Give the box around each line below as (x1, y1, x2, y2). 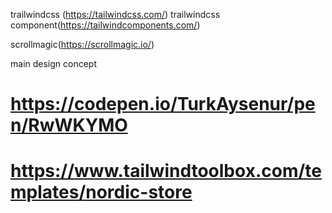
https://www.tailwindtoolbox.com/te (10, 160, 322, 183)
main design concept (10, 58, 98, 69)
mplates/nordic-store (10, 181, 193, 204)
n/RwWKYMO (10, 114, 128, 137)
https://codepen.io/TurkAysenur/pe (10, 93, 316, 116)
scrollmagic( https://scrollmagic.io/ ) (10, 39, 155, 50)
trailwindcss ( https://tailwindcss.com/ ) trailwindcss (10, 9, 221, 20)
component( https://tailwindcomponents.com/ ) (10, 19, 201, 31)
